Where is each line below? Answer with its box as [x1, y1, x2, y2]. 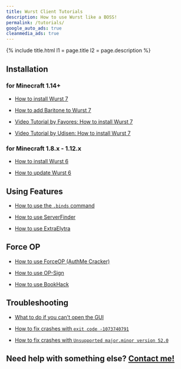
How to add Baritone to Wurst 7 [14, 106, 91, 114]
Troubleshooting [6, 298, 69, 308]
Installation [6, 64, 48, 74]
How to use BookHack [14, 280, 69, 287]
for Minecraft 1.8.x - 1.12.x [6, 144, 81, 153]
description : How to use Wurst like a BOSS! [6, 14, 117, 20]
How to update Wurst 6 [14, 169, 72, 176]
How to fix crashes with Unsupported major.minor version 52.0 [14, 336, 169, 344]
